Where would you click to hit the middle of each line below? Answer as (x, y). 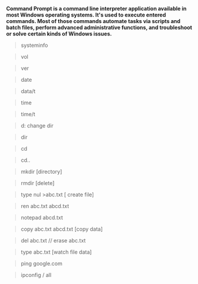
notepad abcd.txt (42, 218)
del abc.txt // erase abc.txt (53, 240)
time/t (28, 114)
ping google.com (41, 264)
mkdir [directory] (41, 172)
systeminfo (34, 45)
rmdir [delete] (37, 183)
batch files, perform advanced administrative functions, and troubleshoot (99, 27)
